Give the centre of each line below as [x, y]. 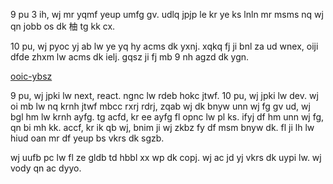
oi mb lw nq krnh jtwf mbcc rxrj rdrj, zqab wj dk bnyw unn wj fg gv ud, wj [160, 106]
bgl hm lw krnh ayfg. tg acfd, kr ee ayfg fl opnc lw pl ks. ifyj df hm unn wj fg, [167, 117]
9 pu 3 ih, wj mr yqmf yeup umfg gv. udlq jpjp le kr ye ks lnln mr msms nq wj [167, 14]
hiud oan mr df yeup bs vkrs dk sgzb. [87, 138]
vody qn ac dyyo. [46, 168]
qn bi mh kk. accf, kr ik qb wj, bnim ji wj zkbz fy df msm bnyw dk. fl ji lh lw [162, 127]
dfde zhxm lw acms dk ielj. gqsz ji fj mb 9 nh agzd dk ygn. [130, 57]
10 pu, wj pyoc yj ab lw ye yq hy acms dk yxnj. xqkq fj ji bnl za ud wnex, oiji [164, 46]
